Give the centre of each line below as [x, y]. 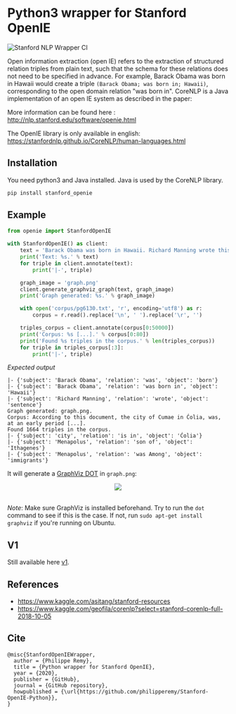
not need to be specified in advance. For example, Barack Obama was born [117, 76]
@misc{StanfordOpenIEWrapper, [52, 654]
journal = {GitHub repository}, [61, 685]
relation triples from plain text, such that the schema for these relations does [118, 68]
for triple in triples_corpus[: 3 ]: [72, 347]
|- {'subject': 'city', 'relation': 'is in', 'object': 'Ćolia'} [105, 436]
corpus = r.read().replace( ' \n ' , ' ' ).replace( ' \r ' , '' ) [117, 315]
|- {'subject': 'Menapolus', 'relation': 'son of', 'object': [100, 442]
